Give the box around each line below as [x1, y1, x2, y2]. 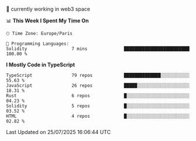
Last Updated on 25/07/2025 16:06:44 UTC [6, 129, 111, 135]
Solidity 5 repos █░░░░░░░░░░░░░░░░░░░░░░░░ [6, 103, 190, 109]
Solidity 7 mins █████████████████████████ [6, 46, 190, 52]
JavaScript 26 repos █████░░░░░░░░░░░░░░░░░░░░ [6, 83, 190, 89]
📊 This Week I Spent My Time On [6, 17, 89, 24]
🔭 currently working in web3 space [6, 6, 91, 12]
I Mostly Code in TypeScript [6, 61, 75, 68]
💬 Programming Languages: [6, 41, 69, 47]
